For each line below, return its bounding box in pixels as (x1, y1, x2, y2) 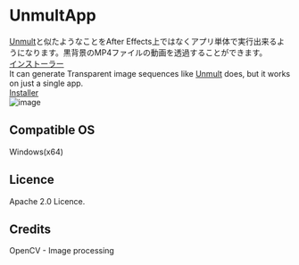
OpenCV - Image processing (9, 245, 114, 256)
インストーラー (9, 58, 64, 69)
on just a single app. (9, 78, 84, 88)
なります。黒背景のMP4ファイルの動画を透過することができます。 (24, 46, 268, 58)
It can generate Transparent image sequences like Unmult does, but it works (9, 68, 291, 79)
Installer (9, 87, 39, 98)
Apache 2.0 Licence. (9, 195, 86, 206)
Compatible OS (9, 122, 96, 138)
